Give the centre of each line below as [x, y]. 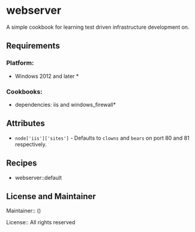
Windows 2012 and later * [47, 76]
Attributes [25, 123]
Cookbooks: [25, 92]
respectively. [31, 144]
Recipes [22, 163]
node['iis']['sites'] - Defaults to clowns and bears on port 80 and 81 [102, 138]
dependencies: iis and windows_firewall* [65, 104]
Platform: [20, 63]
